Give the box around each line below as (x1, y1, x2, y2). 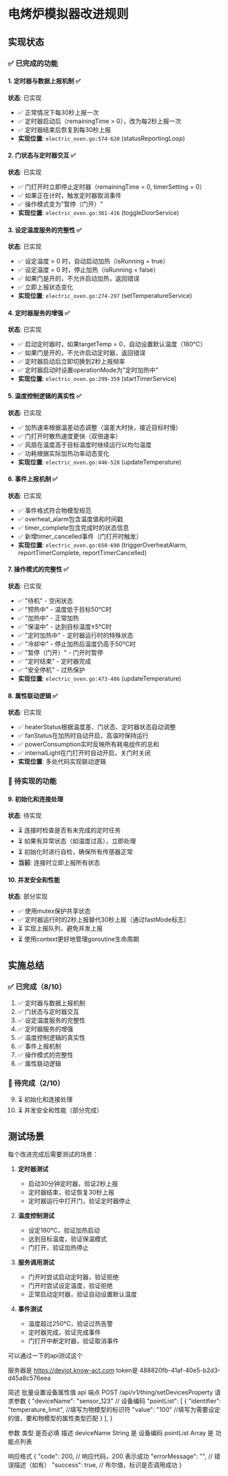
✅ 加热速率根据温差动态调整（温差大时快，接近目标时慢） (17, 423, 182, 431)
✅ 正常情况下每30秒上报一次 (17, 108, 99, 116)
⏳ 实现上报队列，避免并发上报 (17, 924, 103, 933)
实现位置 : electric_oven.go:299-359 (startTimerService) (17, 375, 177, 383)
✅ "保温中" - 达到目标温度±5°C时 (17, 622, 112, 630)
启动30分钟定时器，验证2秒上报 (28, 1179, 118, 1188)
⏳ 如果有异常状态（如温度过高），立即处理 (17, 837, 136, 846)
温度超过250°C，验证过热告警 (28, 1320, 113, 1328)
